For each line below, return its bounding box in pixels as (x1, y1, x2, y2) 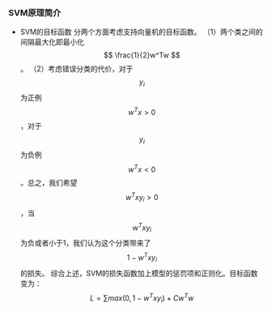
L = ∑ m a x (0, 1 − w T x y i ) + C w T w (90, 292, 194, 305)
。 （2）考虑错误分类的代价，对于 (19, 64, 133, 74)
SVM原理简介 (8, 6, 61, 18)
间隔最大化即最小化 (19, 37, 85, 47)
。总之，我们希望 (19, 178, 78, 188)
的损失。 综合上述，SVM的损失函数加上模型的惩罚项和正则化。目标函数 (19, 268, 259, 278)
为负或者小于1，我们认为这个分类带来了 (19, 238, 151, 248)
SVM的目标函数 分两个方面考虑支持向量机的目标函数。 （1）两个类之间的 (19, 27, 263, 37)
